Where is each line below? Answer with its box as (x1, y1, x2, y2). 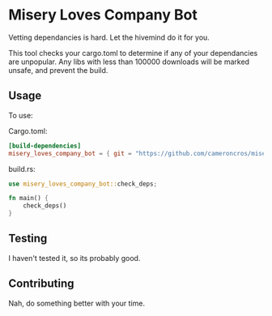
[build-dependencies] (8, 142, 82, 150)
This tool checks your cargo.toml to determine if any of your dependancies (8, 48, 258, 58)
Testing (8, 232, 48, 246)
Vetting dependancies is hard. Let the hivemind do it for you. (8, 32, 210, 42)
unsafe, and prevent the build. (8, 65, 108, 75)
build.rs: (8, 164, 36, 173)
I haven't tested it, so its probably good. (8, 253, 141, 263)
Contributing (8, 277, 74, 291)
